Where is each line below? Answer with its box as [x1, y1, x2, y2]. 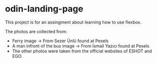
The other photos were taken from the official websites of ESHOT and [12, 48, 152, 54]
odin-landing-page [5, 3, 84, 14]
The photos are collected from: [5, 28, 67, 34]
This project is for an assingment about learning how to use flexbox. [5, 19, 142, 25]
